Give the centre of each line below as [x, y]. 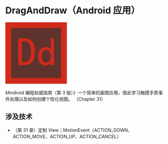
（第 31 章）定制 [30, 130]
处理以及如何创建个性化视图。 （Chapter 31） [58, 99]
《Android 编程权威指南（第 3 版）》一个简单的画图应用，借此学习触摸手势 [82, 92]
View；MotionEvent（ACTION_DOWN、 [90, 130]
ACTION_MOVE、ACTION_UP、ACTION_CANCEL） [67, 136]
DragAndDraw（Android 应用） [73, 11]
